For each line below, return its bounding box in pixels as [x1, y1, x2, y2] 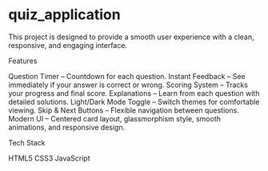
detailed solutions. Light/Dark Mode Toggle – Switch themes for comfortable [8, 97, 260, 106]
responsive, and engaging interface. [8, 40, 128, 50]
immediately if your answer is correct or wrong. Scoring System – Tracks [8, 80, 248, 89]
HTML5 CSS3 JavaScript [8, 153, 90, 163]
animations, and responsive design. [8, 122, 126, 132]
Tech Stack [8, 137, 46, 147]
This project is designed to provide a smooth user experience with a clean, [8, 32, 254, 42]
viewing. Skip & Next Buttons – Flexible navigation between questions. [8, 105, 240, 115]
